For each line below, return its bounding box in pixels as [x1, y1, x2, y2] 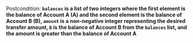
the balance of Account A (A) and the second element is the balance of [6, 11, 182, 18]
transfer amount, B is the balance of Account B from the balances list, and [6, 24, 187, 31]
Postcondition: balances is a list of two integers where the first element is [6, 5, 186, 12]
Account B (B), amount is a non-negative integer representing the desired [6, 18, 186, 24]
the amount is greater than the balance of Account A [6, 30, 137, 37]
